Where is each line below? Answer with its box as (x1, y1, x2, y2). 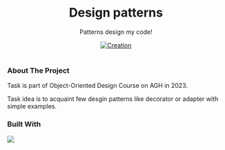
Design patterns (68, 5, 164, 21)
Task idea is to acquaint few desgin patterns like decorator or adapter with (7, 95, 219, 103)
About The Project (7, 66, 70, 75)
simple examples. (7, 102, 57, 111)
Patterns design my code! (79, 28, 153, 36)
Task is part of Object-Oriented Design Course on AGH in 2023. (7, 82, 188, 90)
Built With (7, 120, 41, 129)
